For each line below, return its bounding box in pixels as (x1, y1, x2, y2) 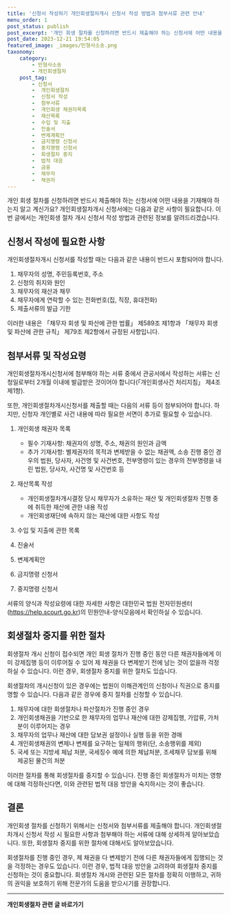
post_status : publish (7, 23, 69, 30)
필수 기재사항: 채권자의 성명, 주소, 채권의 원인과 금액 (27, 439, 167, 447)
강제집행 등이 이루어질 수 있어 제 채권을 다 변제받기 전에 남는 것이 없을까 (14, 658, 207, 666)
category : (19, 55, 48, 62)
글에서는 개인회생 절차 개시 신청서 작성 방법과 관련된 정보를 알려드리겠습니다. (14, 214, 220, 222)
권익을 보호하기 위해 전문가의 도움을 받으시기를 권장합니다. (14, 879, 170, 887)
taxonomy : (7, 49, 36, 56)
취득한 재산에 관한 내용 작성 (34, 503, 109, 511)
